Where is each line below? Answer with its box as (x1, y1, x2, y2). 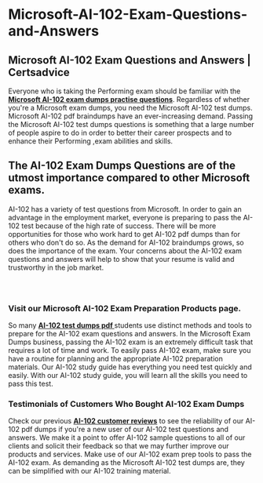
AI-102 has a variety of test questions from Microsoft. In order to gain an (8, 204, 242, 213)
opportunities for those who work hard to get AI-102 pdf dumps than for (8, 229, 241, 238)
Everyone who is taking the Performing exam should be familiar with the (8, 86, 241, 96)
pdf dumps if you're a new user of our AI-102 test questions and (21, 425, 229, 434)
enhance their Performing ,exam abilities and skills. (8, 136, 174, 146)
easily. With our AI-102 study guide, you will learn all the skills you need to (8, 371, 248, 380)
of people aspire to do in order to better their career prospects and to (8, 128, 232, 137)
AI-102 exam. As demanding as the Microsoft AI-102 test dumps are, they (8, 458, 245, 467)
